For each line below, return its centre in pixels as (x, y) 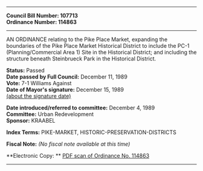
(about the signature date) (39, 96)
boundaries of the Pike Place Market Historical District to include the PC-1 (98, 46)
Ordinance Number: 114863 (42, 22)
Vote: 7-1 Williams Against (39, 83)
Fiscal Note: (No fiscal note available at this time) (68, 144)
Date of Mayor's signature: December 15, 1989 (65, 89)
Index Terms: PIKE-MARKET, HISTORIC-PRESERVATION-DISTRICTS (92, 132)
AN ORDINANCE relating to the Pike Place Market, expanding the (87, 39)
